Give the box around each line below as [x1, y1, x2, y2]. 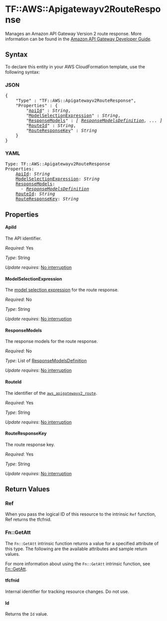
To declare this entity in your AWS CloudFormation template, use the [5, 63, 145, 69]
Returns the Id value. [5, 611, 48, 617]
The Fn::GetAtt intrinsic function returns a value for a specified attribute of [5, 540, 159, 546]
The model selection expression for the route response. [5, 287, 119, 293]
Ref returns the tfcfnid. [5, 517, 52, 523]
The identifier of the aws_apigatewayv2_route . [5, 390, 97, 396]
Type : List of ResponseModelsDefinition [5, 358, 87, 364]
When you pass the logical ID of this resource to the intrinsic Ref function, [5, 511, 156, 517]
